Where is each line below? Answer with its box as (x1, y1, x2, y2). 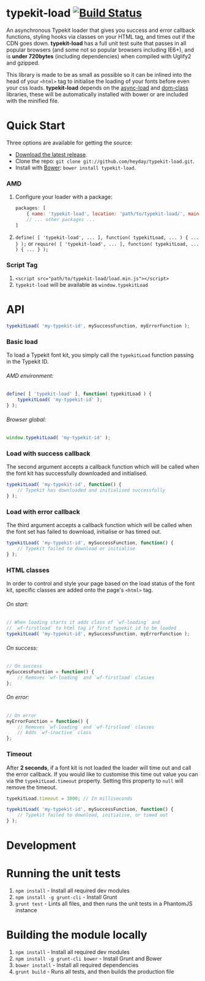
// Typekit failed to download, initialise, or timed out (17, 812, 168, 818)
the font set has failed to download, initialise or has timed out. (6, 528, 162, 536)
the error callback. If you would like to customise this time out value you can (6, 770, 198, 778)
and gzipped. (6, 59, 40, 66)
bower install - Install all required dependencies (15, 961, 139, 969)
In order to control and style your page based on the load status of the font (6, 580, 195, 587)
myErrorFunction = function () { (6, 718, 89, 724)
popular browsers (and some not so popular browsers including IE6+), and (6, 46, 195, 53)
